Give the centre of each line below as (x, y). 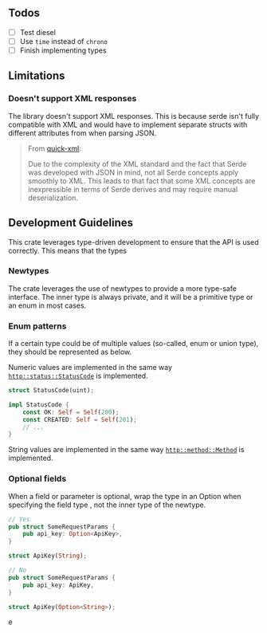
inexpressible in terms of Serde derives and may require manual (133, 189)
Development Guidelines (71, 223)
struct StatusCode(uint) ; (51, 391)
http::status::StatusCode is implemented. (79, 376)
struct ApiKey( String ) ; (48, 556)
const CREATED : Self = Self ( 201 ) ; (80, 419)
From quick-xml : (55, 148)
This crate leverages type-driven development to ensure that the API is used (133, 242)
